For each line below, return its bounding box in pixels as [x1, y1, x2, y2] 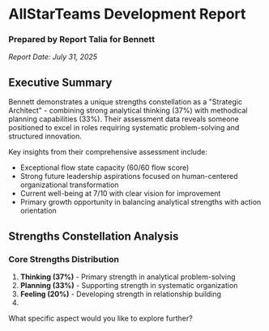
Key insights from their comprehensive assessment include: [8, 147, 208, 157]
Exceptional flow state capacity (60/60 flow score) [19, 163, 190, 172]
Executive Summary [8, 75, 113, 89]
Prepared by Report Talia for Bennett [8, 34, 156, 45]
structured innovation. [8, 131, 83, 142]
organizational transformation [19, 180, 119, 190]
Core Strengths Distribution [8, 253, 120, 265]
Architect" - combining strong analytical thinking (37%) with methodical [8, 106, 249, 116]
